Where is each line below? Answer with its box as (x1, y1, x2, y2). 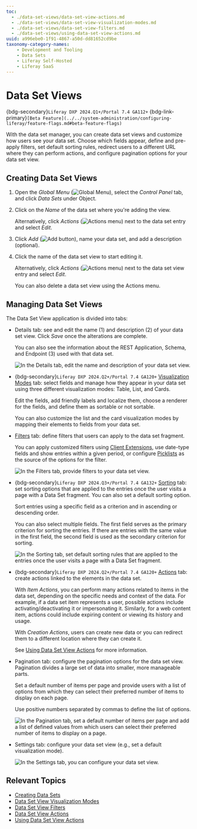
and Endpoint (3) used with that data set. (14, 350, 113, 357)
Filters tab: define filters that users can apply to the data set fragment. (14, 432, 185, 439)
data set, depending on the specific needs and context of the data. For (14, 592, 186, 599)
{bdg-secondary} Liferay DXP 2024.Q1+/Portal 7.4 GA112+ (6, 108, 149, 115)
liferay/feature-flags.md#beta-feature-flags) (6, 121, 122, 127)
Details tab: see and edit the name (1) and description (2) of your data (14, 326, 183, 333)
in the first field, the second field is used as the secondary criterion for (14, 533, 186, 540)
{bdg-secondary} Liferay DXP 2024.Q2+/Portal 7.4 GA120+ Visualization (14, 373, 189, 380)
